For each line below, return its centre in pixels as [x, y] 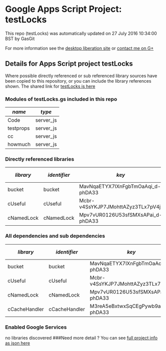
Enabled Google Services [36, 327]
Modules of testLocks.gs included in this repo [61, 99]
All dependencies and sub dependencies [55, 236]
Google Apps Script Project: [63, 9]
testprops [19, 128]
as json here [18, 343]
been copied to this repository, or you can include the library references [78, 81]
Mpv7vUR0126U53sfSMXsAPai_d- [121, 215]
